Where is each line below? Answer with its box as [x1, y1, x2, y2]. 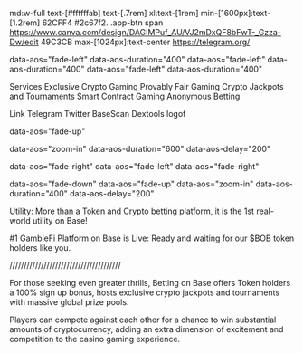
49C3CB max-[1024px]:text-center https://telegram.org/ [40, 36, 251, 47]
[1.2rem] [9, 17, 41, 28]
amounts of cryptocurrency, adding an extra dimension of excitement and [9, 324, 284, 334]
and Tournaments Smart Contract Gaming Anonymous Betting [9, 91, 241, 101]
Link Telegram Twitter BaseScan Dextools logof [9, 109, 186, 119]
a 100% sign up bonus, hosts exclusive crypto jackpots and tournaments [9, 287, 280, 298]
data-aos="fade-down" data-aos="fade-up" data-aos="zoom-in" [9, 178, 254, 189]
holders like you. [9, 243, 71, 253]
